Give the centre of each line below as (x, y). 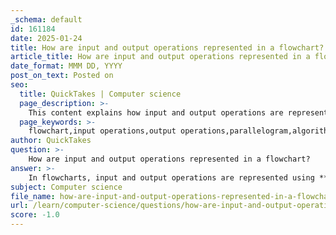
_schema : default (46, 19)
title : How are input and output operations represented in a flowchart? (167, 47)
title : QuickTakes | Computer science (100, 94)
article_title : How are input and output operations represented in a (160, 57)
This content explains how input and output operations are (156, 112)
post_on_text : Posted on (62, 76)
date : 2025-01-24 (46, 38)
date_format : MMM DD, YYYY (66, 66)
